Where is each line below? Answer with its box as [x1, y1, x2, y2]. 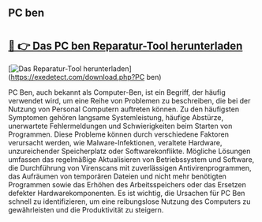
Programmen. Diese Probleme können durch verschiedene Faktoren [8, 130, 229, 139]
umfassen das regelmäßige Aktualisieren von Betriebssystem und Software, [8, 155, 255, 164]
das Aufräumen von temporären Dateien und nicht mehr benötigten [8, 171, 227, 181]
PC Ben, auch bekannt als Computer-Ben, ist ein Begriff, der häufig [8, 88, 226, 97]
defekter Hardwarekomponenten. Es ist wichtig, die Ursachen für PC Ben [8, 189, 245, 198]
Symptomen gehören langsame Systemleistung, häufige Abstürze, [8, 113, 223, 122]
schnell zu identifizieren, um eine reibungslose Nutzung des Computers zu [8, 197, 251, 206]
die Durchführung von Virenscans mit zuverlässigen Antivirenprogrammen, [8, 164, 252, 172]
